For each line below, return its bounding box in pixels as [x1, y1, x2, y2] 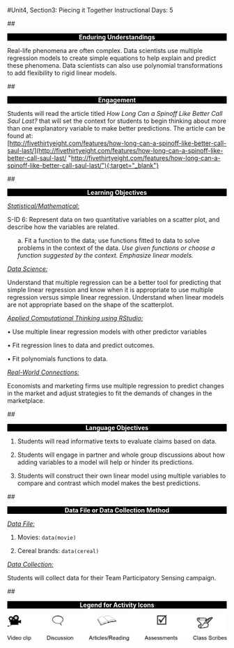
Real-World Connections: [7, 368, 79, 376]
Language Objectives [85, 424, 149, 432]
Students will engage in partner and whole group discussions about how [17, 450, 225, 459]
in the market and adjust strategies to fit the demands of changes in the [7, 389, 212, 397]
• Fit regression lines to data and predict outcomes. [7, 341, 155, 349]
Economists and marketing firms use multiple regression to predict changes [7, 382, 224, 390]
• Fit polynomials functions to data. [7, 355, 108, 362]
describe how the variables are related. [7, 223, 120, 231]
